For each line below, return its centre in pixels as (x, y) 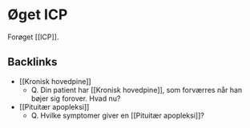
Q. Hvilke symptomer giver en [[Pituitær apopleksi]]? (118, 115)
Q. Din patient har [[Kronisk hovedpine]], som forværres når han (137, 90)
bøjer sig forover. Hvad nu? (76, 98)
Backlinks (32, 62)
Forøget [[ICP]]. (33, 37)
